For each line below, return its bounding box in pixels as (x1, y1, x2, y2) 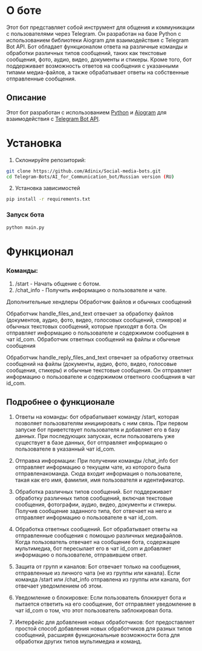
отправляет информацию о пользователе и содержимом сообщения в (6, 329, 189, 336)
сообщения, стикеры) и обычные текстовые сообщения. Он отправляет (6, 367, 192, 374)
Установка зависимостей (15, 185, 80, 192)
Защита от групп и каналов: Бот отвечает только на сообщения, (15, 563, 181, 570)
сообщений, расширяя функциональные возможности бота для (15, 631, 180, 638)
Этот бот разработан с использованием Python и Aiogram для (6, 108, 167, 116)
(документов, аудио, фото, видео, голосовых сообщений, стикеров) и (6, 316, 187, 324)
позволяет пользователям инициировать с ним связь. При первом (15, 419, 189, 427)
